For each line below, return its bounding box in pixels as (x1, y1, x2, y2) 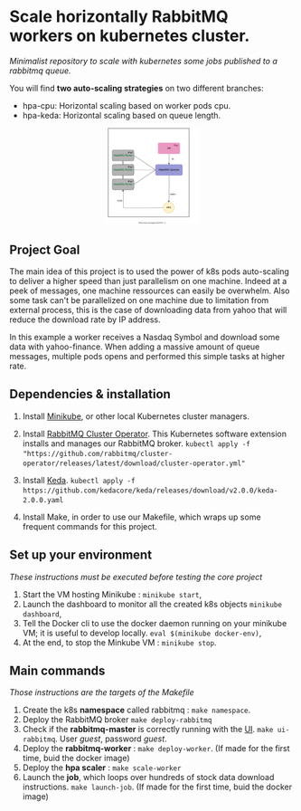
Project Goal (9, 242, 80, 257)
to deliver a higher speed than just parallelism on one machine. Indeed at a (9, 276, 287, 287)
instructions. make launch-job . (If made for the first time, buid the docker (22, 781, 293, 793)
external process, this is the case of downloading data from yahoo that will (9, 305, 287, 316)
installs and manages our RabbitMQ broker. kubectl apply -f (22, 437, 250, 449)
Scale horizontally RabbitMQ (9, 6, 229, 27)
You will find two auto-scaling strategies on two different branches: (9, 82, 264, 93)
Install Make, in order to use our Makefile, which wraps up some (22, 511, 261, 522)
